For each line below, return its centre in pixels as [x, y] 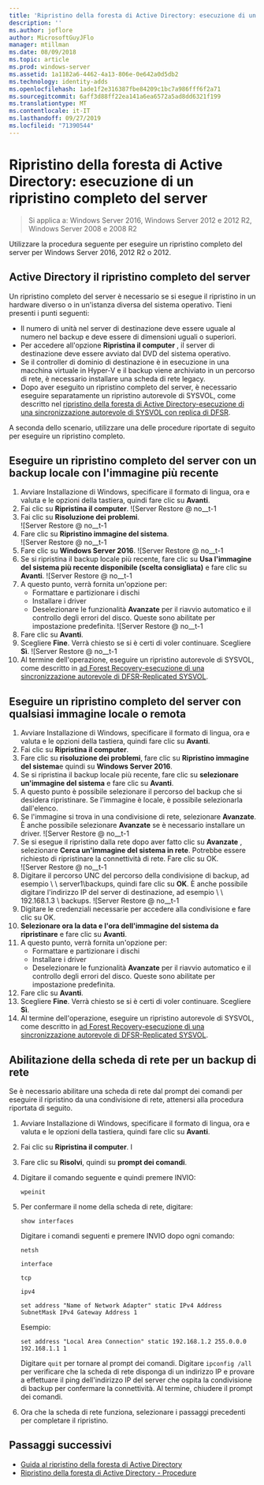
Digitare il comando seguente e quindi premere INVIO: [108, 1177]
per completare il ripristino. [64, 1420]
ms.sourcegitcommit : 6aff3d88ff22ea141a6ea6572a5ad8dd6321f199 [115, 96]
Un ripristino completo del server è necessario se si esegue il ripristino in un [132, 296]
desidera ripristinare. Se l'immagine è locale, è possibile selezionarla [132, 800]
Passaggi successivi [61, 1445]
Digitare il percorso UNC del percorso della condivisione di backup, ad [135, 876]
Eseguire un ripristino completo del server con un [133, 460]
